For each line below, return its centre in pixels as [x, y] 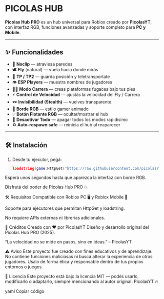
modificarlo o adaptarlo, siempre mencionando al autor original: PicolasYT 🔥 [82, 281]
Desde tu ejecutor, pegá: [37, 159]
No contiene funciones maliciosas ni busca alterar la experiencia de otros [79, 257]
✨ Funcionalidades [34, 52]
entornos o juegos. [24, 267]
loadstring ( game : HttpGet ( [38, 168]
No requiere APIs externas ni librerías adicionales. [55, 218]
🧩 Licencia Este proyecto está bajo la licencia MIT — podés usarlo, [72, 277]
